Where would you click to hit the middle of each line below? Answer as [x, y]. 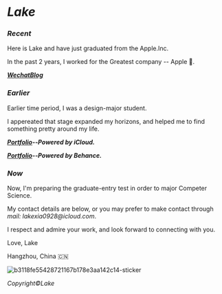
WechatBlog [25, 75]
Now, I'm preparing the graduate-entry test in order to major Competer [107, 188]
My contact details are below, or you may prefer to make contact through [111, 209]
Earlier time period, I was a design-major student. [77, 108]
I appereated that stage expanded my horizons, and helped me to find [106, 121]
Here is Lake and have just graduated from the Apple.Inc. [88, 48]
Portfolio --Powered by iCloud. [51, 142]
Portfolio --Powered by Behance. [54, 155]
